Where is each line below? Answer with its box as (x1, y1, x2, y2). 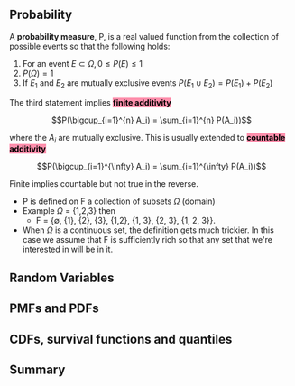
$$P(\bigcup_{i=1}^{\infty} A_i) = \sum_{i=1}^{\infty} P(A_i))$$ (36, 161, 267, 172)
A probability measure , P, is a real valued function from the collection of (9, 31, 280, 41)
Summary (9, 362, 66, 377)
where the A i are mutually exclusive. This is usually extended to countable (9, 132, 286, 145)
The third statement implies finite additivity (9, 96, 171, 107)
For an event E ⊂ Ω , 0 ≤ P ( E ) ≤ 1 (22, 58, 143, 69)
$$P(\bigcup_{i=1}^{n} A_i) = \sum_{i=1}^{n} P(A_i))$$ (51, 115, 253, 125)
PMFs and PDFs (9, 301, 99, 317)
